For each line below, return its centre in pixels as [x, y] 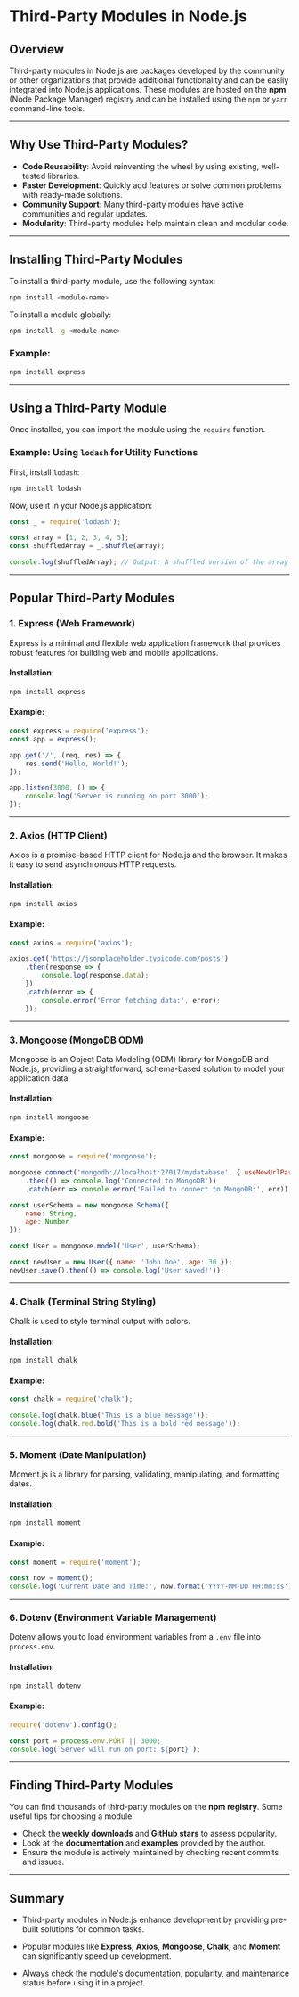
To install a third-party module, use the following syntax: [113, 281]
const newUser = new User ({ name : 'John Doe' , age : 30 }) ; [121, 1263]
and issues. [43, 1862]
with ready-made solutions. [72, 194]
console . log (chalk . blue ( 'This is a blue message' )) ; [109, 1416]
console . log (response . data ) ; [95, 976]
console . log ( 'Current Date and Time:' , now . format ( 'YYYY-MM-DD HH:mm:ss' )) [153, 1587]
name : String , [51, 1214]
